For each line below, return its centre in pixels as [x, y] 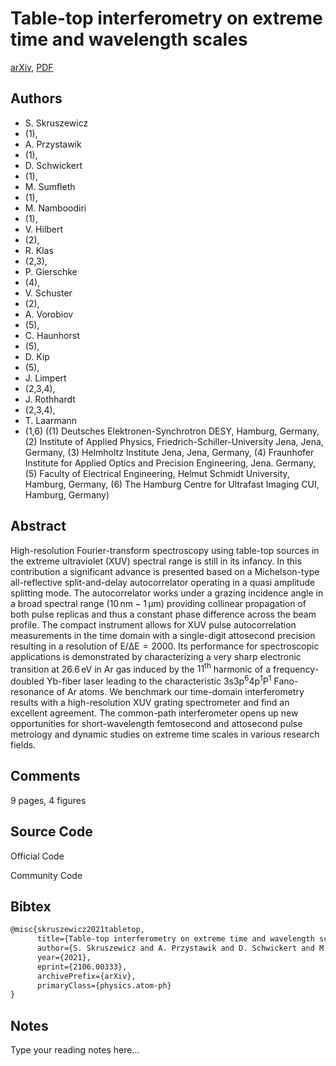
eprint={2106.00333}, [82, 967]
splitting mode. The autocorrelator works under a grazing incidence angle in [167, 593]
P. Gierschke [51, 271]
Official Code [37, 856]
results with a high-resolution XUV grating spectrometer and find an [150, 702]
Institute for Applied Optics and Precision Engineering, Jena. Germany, [170, 463]
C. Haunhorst [52, 335]
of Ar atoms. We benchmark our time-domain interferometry [180, 691]
